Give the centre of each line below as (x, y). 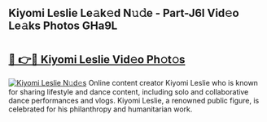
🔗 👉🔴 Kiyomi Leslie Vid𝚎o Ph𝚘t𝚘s (97, 59)
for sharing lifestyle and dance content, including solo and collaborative (129, 92)
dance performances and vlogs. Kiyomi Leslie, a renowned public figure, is (134, 101)
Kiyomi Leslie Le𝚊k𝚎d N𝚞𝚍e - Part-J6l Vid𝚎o (124, 13)
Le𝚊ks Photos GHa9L (63, 26)
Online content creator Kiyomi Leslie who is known (173, 83)
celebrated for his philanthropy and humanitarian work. (101, 109)
